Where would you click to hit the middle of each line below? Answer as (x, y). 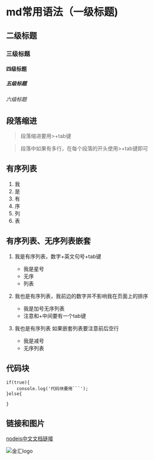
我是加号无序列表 (44, 308)
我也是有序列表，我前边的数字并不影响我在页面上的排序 (81, 296)
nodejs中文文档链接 (30, 439)
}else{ (14, 394)
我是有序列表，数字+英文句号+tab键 (58, 256)
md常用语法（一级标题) (62, 12)
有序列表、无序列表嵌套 (48, 241)
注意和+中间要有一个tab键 (54, 315)
